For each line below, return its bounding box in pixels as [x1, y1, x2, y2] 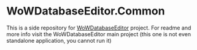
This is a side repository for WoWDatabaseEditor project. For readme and [6, 24, 191, 31]
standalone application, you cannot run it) [6, 37, 112, 44]
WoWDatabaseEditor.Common [6, 4, 165, 18]
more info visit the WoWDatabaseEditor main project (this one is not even [6, 30, 191, 37]
